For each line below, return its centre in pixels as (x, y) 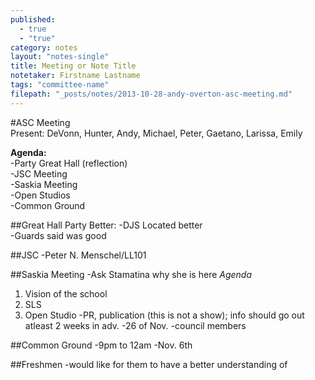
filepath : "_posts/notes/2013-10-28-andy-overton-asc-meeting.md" (151, 94)
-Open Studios (40, 195)
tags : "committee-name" (60, 85)
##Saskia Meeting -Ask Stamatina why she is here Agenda (131, 274)
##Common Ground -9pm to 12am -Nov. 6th (101, 345)
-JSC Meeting (39, 173)
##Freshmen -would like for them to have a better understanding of (149, 364)
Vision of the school (66, 293)
